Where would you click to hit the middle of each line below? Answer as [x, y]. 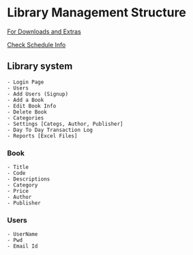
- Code [16, 173]
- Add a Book [26, 100]
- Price [18, 191]
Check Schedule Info [36, 44]
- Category [23, 185]
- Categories [26, 118]
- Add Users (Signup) [38, 94]
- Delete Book [27, 112]
